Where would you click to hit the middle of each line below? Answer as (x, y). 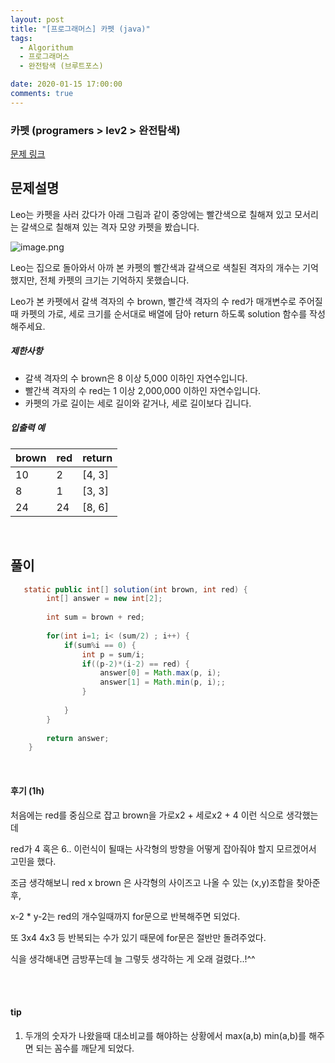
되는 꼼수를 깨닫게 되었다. (85, 1048)
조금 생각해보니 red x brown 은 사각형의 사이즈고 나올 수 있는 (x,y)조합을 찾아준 (165, 882)
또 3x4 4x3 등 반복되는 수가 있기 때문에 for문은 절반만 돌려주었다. (138, 937)
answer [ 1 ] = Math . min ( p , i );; (162, 682)
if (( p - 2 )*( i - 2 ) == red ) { (135, 664)
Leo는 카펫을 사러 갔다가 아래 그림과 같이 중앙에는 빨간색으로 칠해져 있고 (151, 214)
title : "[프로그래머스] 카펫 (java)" (80, 29)
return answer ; (78, 738)
